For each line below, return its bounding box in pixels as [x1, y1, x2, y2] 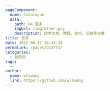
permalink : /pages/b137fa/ [5, 45, 63, 50]
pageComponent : [5, 7, 38, 13]
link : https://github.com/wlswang [10, 78, 83, 83]
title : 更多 [5, 36, 29, 41]
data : [10, 17, 22, 22]
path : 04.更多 [14, 21, 43, 27]
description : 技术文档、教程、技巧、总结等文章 [14, 31, 105, 36]
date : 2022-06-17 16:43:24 [5, 40, 63, 45]
